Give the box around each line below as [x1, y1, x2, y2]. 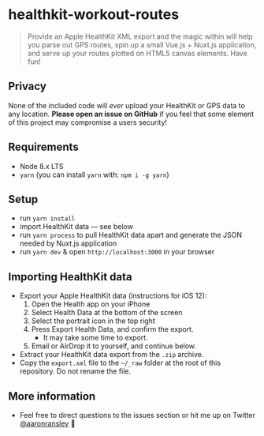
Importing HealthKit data [8, 270, 132, 284]
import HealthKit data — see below [19, 222, 134, 231]
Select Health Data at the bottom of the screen [31, 308, 183, 318]
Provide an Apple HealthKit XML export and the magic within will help [27, 32, 254, 41]
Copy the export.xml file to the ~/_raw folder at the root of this [19, 358, 221, 368]
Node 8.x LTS [19, 161, 64, 171]
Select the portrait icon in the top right [31, 316, 155, 325]
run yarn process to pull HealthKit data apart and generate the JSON [19, 231, 243, 240]
